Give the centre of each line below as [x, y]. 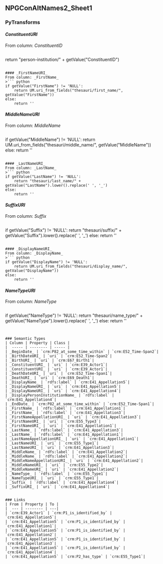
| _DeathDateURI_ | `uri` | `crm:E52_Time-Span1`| [59, 374]
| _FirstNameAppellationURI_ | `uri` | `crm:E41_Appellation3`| [73, 417]
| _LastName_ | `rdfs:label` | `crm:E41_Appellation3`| [64, 430]
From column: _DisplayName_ [34, 253]
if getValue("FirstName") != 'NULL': [44, 86]
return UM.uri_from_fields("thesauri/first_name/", [69, 90]
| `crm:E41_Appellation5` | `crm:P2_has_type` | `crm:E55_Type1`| [75, 557]
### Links [15, 500]
